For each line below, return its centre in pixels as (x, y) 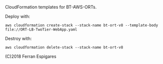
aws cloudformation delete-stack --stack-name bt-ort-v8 (64, 48)
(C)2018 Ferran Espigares (31, 56)
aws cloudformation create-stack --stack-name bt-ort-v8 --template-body (82, 25)
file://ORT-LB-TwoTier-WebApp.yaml (41, 30)
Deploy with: (18, 16)
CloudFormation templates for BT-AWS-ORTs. (51, 7)
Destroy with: (18, 39)
